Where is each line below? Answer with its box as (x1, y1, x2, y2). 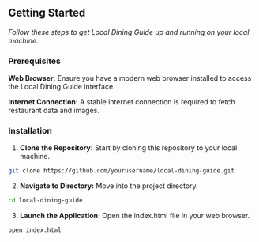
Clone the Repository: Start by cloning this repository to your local (19, 143, 238, 153)
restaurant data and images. (8, 106, 100, 115)
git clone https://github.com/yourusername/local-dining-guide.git (8, 167, 235, 175)
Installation (8, 126, 53, 137)
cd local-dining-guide (8, 197, 83, 205)
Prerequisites (8, 55, 61, 66)
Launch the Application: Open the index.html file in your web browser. (19, 211, 250, 221)
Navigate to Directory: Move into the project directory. (19, 181, 199, 191)
